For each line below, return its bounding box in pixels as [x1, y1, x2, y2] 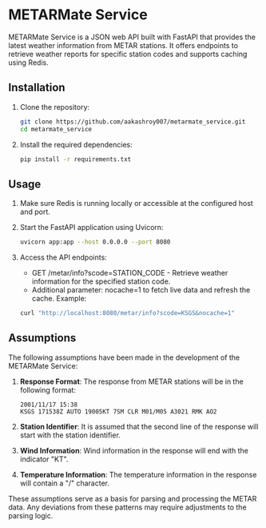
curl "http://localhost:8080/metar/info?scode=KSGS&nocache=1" [19, 309, 236, 317]
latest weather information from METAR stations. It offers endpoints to [8, 40, 238, 50]
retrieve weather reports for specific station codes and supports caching [8, 49, 248, 58]
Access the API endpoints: [19, 252, 108, 262]
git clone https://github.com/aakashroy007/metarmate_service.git [19, 118, 246, 126]
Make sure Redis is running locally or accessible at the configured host [19, 199, 253, 208]
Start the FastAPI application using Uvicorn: [19, 223, 164, 232]
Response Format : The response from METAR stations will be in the [19, 377, 244, 386]
